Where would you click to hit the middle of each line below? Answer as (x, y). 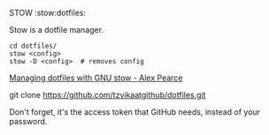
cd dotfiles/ (33, 46)
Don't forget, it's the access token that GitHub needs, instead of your (135, 112)
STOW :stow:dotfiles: (48, 13)
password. (28, 121)
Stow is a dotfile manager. (57, 30)
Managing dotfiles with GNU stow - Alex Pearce (96, 78)
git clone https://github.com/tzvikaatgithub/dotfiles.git (108, 95)
